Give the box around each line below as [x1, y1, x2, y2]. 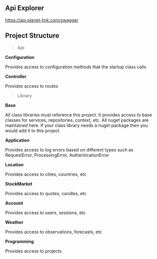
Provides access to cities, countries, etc [5, 171, 87, 177]
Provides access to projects [5, 248, 62, 254]
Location [5, 161, 24, 167]
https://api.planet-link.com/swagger [5, 17, 79, 23]
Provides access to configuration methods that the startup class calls [5, 64, 147, 70]
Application [5, 137, 30, 143]
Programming [5, 238, 34, 244]
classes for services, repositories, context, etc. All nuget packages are [5, 117, 149, 123]
